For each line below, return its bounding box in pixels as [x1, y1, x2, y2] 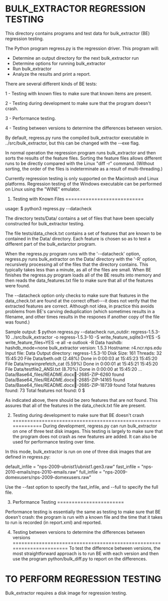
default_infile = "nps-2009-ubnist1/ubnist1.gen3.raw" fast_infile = [5, 464, 140, 470]
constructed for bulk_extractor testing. [5, 220, 85, 226]
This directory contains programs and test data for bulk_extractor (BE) [5, 30, 150, 36]
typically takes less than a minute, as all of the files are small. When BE [5, 266, 151, 272]
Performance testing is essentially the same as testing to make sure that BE [5, 509, 161, 515]
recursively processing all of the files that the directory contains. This [5, 261, 148, 267]
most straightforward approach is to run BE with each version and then [12, 550, 159, 556]
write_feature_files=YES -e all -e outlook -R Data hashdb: [5, 339, 123, 345]
